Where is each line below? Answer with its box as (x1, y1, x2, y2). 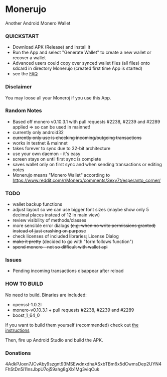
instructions (5, 327, 30, 333)
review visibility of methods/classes (12, 217, 87, 223)
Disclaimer (5, 83, 32, 90)
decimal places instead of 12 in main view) (12, 212, 100, 218)
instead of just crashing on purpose (12, 228, 86, 234)
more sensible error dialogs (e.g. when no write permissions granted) (12, 222, 156, 229)
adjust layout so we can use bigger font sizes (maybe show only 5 (12, 207, 149, 213)
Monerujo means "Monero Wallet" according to (12, 172, 110, 178)
